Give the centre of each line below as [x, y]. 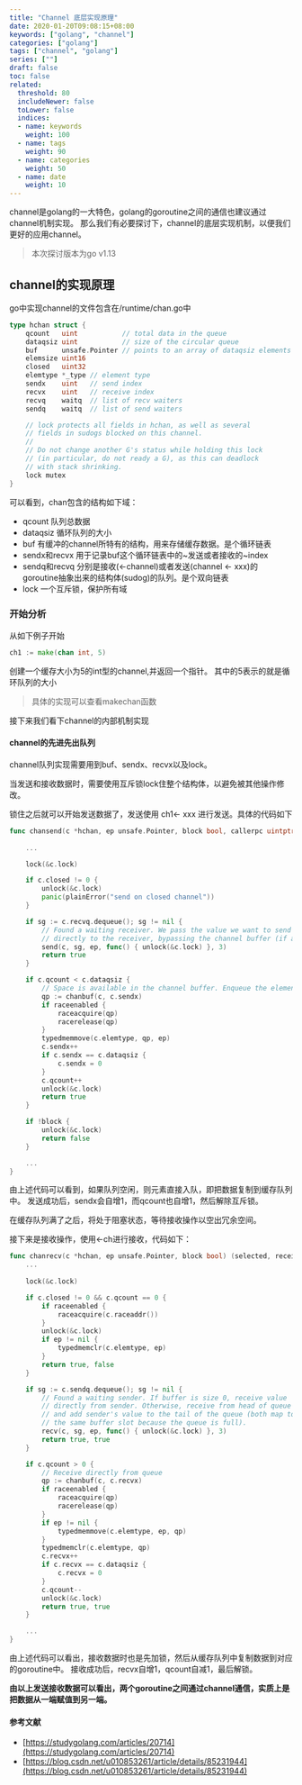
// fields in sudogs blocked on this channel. [114, 433]
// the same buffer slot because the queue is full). [144, 1423]
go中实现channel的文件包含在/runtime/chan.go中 [100, 308]
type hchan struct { [48, 325]
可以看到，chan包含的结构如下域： [74, 502]
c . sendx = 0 [80, 1064]
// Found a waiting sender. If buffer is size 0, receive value [164, 1398]
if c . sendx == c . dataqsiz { [94, 1056]
